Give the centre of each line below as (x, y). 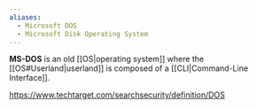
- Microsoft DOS (47, 26)
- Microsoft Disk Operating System (83, 34)
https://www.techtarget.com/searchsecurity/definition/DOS (117, 95)
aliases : (25, 17)
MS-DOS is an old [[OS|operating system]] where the (107, 59)
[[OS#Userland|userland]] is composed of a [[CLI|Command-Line (129, 68)
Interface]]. (30, 78)
